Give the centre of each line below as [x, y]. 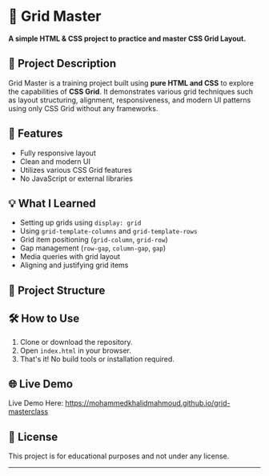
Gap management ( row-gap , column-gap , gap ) [93, 248]
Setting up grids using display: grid [80, 222]
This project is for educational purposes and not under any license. [119, 456]
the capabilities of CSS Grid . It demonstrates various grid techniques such [131, 91]
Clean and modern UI [55, 161]
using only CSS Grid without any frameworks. [83, 108]
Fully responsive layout [58, 153]
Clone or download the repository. [76, 342]
